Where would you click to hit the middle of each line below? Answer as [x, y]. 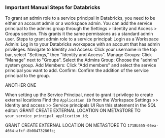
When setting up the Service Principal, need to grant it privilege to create [79, 95]
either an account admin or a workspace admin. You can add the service [79, 23]
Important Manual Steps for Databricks [53, 7]
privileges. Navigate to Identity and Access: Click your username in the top [81, 50]
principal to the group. [28, 76]
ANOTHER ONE [21, 85]
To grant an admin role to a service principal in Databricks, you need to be [80, 18]
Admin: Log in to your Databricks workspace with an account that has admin [82, 44]
